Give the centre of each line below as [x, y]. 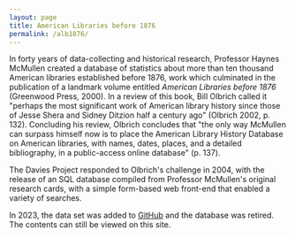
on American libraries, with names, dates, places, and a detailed [126, 143]
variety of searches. [45, 198]
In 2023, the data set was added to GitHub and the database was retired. [142, 215]
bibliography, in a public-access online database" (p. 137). [115, 153]
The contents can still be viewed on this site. [90, 225]
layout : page [33, 17]
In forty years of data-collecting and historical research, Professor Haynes [144, 59]
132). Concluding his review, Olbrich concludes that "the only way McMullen [148, 125]
